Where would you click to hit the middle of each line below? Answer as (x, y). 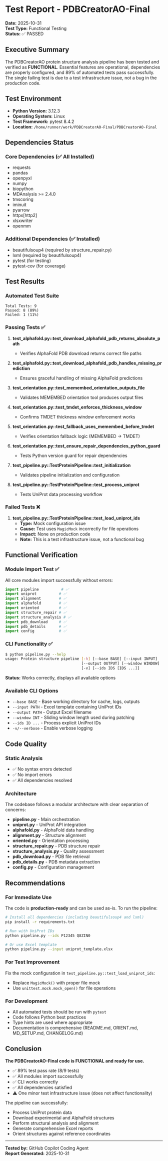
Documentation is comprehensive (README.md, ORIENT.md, (75, 1027)
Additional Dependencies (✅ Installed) (53, 239)
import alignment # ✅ (36, 598)
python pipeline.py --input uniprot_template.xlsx (59, 949)
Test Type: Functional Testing (36, 28)
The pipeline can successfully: (37, 1102)
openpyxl (22, 178)
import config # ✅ (36, 631)
